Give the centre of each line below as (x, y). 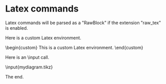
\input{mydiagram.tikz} (29, 67)
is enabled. (17, 28)
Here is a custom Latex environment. (43, 38)
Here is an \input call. (27, 57)
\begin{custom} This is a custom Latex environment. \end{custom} (74, 47)
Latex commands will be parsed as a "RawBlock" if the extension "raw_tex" (83, 23)
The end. (15, 76)
